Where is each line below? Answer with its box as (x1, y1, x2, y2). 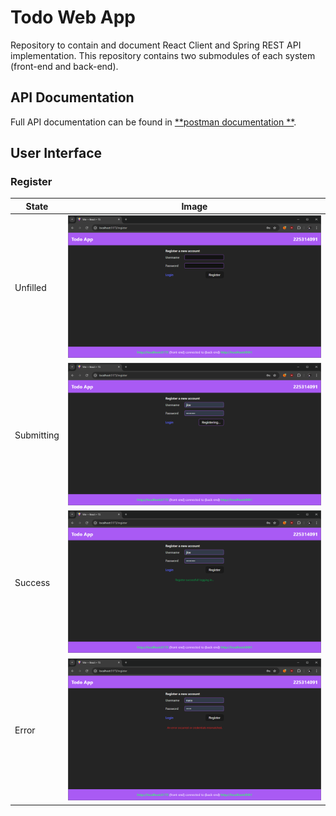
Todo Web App (10, 6, 136, 29)
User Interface (10, 145, 103, 162)
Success (14, 577, 51, 589)
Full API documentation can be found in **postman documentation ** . (10, 116, 297, 128)
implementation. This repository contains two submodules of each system (10, 49, 316, 61)
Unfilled (14, 282, 47, 294)
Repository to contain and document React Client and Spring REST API (10, 39, 302, 51)
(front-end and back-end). (10, 60, 119, 72)
